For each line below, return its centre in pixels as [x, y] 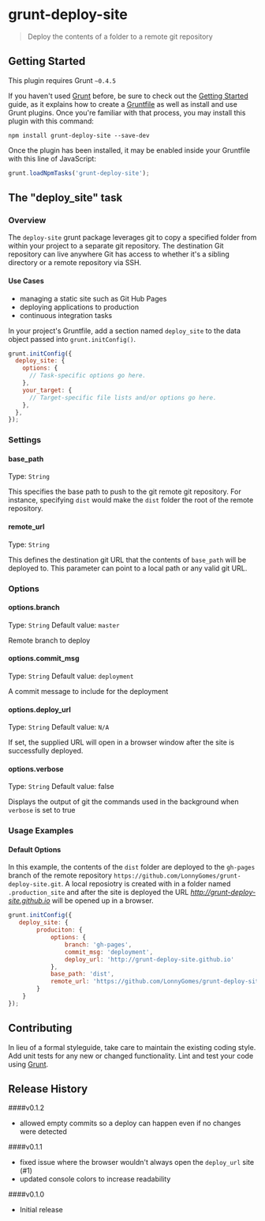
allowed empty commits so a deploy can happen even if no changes [130, 1123]
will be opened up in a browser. [103, 901]
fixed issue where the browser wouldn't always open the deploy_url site [137, 1162]
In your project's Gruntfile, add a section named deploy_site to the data [125, 331]
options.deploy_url [39, 709]
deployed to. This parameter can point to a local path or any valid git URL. [128, 568]
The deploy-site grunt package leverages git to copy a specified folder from [132, 237]
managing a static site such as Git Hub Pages [93, 298]
